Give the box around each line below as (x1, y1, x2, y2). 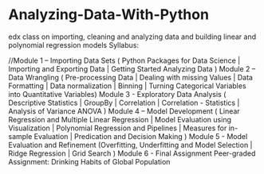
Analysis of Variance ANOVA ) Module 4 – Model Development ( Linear (8, 106, 241, 116)
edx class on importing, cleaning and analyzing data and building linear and (8, 32, 257, 41)
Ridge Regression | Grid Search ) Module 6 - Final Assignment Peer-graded (8, 149, 256, 158)
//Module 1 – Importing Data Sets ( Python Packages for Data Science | (8, 56, 241, 65)
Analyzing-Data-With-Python (8, 6, 210, 24)
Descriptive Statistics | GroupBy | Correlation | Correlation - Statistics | (8, 98, 240, 107)
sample (8, 131, 33, 141)
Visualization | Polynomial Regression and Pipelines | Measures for (8, 123, 227, 133)
